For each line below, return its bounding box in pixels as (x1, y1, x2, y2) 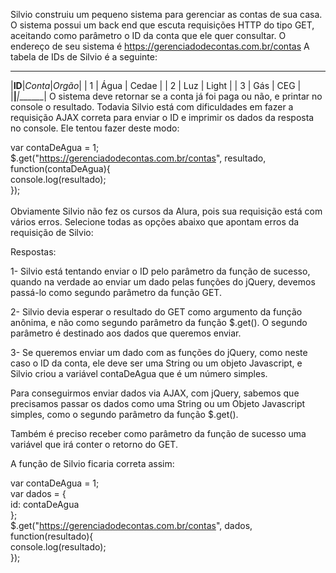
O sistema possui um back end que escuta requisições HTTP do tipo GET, (10, 19, 315, 31)
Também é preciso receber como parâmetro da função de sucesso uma (10, 428, 307, 439)
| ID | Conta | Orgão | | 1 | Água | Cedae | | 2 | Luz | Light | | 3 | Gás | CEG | (10, 80, 302, 91)
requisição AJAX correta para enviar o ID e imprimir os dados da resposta (10, 112, 315, 123)
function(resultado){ (10, 530, 94, 542)
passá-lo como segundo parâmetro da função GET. (10, 287, 222, 298)
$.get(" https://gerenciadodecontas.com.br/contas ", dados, (10, 520, 253, 531)
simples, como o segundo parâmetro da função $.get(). (10, 409, 239, 420)
